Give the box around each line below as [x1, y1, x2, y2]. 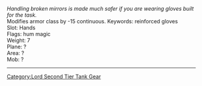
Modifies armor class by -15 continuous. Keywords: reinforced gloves [7, 18, 179, 24]
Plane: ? [7, 43, 26, 50]
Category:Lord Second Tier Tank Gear [7, 73, 101, 80]
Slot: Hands [7, 24, 35, 31]
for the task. [7, 11, 37, 19]
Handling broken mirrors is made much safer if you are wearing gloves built [7, 5, 194, 12]
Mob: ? [7, 56, 24, 63]
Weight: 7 [7, 37, 31, 44]
